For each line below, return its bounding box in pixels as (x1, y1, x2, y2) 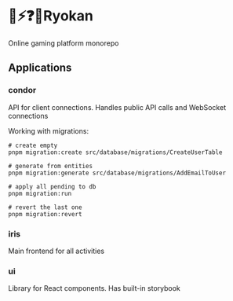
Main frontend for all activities (8, 246, 104, 255)
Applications (8, 61, 72, 75)
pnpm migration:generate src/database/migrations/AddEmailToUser (8, 169, 226, 177)
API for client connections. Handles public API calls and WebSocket (8, 102, 226, 112)
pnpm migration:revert (8, 210, 82, 218)
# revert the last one (8, 203, 82, 211)
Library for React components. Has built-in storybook (8, 284, 180, 293)
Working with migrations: (8, 126, 89, 135)
